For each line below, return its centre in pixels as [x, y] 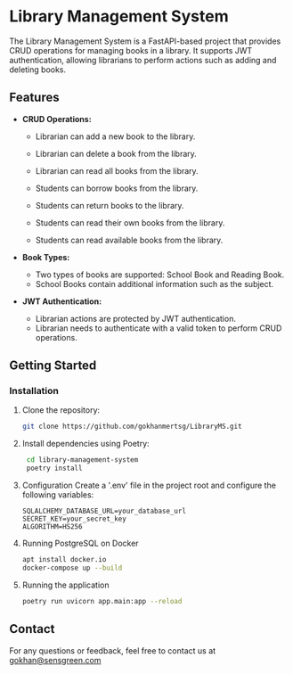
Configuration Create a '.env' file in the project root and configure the [149, 485]
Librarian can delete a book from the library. [116, 153]
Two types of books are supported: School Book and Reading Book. [160, 275]
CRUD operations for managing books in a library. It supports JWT [131, 50]
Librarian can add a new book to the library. [115, 136]
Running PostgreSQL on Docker [81, 543]
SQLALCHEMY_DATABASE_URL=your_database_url [104, 511]
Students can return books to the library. [110, 205]
